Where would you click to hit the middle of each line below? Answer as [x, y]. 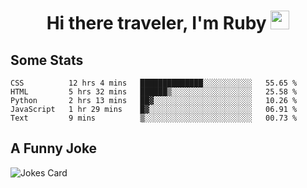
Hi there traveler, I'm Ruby [156, 23]
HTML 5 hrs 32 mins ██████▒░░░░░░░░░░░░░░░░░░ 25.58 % [154, 92]
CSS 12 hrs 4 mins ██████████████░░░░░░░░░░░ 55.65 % [154, 83]
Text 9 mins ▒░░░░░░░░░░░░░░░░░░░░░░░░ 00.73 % [154, 118]
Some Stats [47, 60]
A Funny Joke [54, 148]
